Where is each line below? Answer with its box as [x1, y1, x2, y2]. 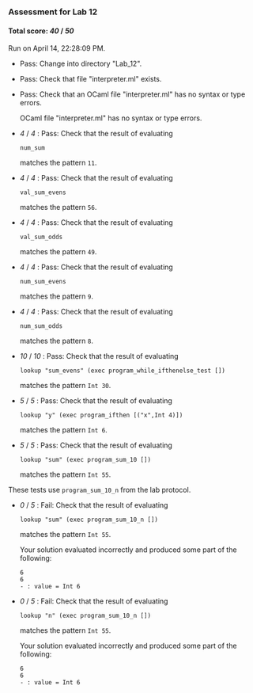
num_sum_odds [19, 322, 63, 330]
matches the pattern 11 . [19, 158, 97, 168]
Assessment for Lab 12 [8, 6, 98, 17]
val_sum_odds [19, 233, 63, 242]
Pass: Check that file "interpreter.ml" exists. [19, 74, 162, 84]
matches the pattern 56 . [19, 203, 97, 212]
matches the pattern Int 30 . [19, 381, 111, 390]
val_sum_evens [19, 188, 66, 196]
